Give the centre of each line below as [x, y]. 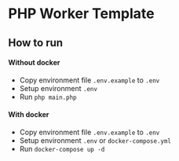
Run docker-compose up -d [62, 148]
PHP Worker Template [81, 14]
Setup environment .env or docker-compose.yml [95, 140]
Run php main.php [48, 97]
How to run [36, 43]
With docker [29, 115]
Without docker [34, 63]
